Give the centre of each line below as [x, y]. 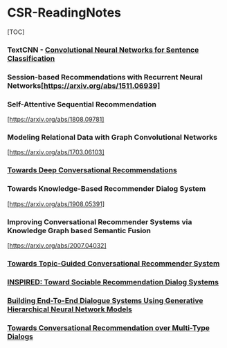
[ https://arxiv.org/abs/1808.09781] [56, 120]
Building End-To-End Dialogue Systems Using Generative [105, 300]
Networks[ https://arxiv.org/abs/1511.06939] [84, 86]
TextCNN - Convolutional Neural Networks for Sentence [103, 50]
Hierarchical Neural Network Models [70, 309]
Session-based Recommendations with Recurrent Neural [105, 77]
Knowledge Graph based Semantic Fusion [79, 230]
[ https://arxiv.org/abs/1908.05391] [56, 204]
